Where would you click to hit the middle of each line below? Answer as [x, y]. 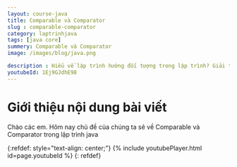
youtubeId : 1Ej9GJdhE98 [42, 72]
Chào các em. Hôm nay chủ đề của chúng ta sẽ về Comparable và [104, 127]
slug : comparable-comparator [52, 27]
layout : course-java [38, 14]
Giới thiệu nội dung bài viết [87, 107]
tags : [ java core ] [34, 40]
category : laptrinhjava [42, 33]
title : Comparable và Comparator [56, 20]
